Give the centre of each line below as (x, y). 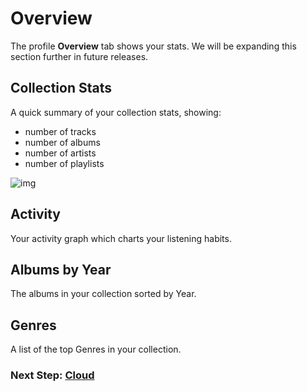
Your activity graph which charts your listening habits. (121, 238)
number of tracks (60, 131)
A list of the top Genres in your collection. (96, 349)
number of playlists (64, 163)
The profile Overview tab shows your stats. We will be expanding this (153, 46)
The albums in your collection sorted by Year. (103, 294)
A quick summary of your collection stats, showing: (116, 112)
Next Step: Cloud (52, 375)
